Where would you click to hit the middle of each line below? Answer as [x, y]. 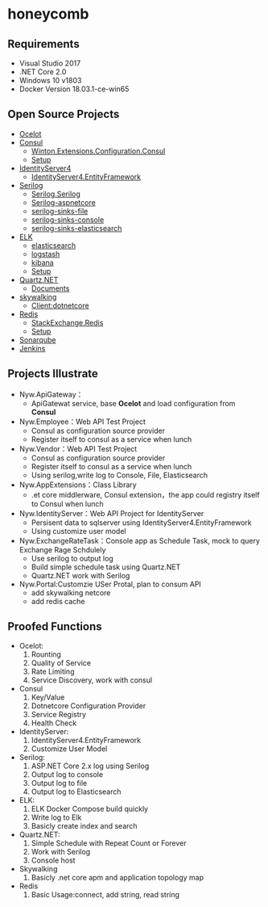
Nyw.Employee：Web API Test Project [82, 422]
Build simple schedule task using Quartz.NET [106, 567]
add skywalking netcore [71, 592]
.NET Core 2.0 [43, 72]
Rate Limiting [53, 672]
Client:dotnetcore [60, 305]
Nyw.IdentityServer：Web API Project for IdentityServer [111, 513]
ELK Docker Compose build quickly [90, 809]
